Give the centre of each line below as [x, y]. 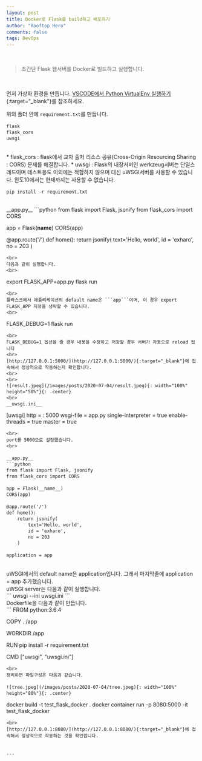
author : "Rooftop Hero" [36, 25]
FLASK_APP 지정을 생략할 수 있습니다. [48, 306]
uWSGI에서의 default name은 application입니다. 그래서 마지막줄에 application [100, 574]
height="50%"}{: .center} [39, 392]
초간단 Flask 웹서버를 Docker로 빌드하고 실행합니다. [83, 69]
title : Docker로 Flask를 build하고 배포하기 [58, 19]
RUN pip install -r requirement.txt [47, 645]
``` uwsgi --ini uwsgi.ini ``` [38, 596]
